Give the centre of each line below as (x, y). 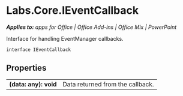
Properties (26, 68)
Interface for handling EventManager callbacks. (65, 38)
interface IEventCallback (38, 49)
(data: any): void (33, 84)
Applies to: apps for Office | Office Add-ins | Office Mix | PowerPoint (91, 27)
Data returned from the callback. (108, 84)
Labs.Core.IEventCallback (73, 10)
